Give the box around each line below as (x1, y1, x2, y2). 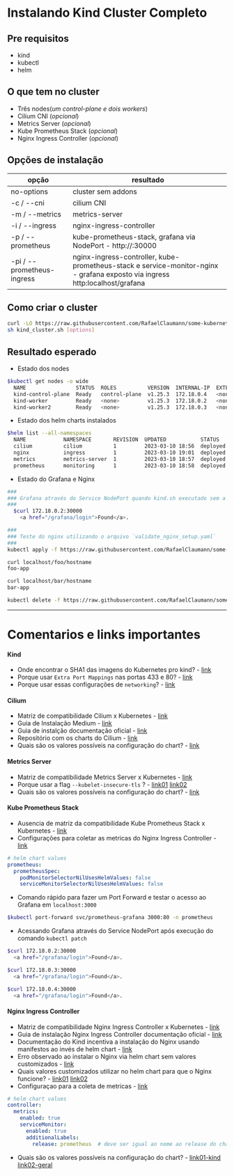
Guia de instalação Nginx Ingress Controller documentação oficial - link (17, 1030, 222, 1038)
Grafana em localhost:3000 (17, 900, 97, 909)
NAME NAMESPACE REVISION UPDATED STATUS (13, 437, 219, 444)
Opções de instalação (7, 155, 104, 166)
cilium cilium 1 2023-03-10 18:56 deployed (13, 443, 226, 450)
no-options (10, 187, 49, 196)
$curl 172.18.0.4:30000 (7, 985, 77, 993)
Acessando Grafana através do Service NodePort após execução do (17, 927, 214, 935)
